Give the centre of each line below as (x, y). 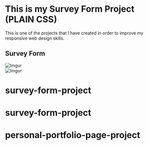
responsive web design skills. (35, 38)
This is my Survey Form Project (70, 9)
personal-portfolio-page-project (73, 135)
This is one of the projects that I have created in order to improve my (74, 33)
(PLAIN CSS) (31, 19)
